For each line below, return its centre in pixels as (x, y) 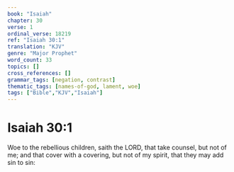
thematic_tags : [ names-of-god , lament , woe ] (74, 86)
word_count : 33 (30, 60)
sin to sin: (21, 163)
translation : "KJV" (36, 47)
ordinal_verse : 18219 (39, 34)
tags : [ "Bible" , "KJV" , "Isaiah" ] (55, 93)
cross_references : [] (39, 73)
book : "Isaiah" (30, 14)
